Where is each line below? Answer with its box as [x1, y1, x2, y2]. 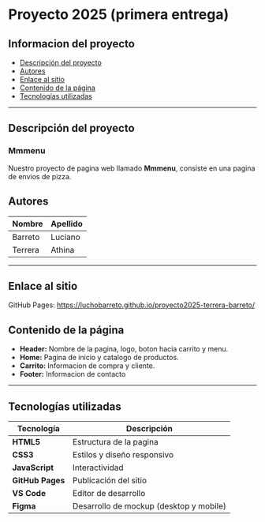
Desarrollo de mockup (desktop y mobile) [72, 500, 227, 511]
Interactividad [72, 462, 124, 473]
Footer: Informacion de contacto [19, 370, 126, 379]
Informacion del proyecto [8, 37, 136, 51]
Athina [50, 244, 75, 255]
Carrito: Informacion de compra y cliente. [19, 361, 155, 370]
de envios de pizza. [8, 171, 72, 181]
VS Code [12, 487, 46, 498]
